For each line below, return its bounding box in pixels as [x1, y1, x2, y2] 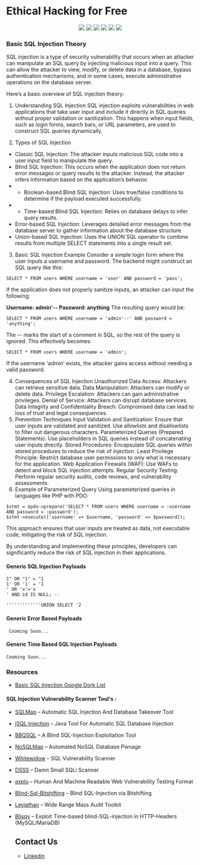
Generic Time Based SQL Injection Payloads [6, 641, 118, 648]
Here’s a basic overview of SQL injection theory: [6, 90, 124, 98]
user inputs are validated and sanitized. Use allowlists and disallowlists [14, 422, 189, 429]
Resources [6, 667, 38, 676]
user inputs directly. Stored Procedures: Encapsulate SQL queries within [14, 441, 192, 448]
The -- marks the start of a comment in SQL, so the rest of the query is [6, 331, 180, 339]
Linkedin [23, 852, 45, 860]
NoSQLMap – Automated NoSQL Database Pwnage [14, 743, 141, 751]
